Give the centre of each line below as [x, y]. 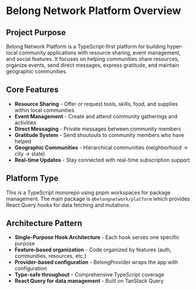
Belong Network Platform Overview [94, 11]
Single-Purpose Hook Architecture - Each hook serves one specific [97, 237]
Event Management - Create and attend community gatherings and [96, 116]
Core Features [32, 90]
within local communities [44, 110]
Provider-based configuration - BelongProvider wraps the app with [96, 262]
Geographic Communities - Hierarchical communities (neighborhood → [101, 147]
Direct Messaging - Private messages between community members [98, 129]
